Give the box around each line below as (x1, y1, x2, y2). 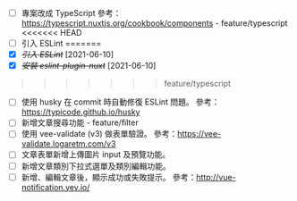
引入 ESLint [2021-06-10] (21, 49, 114, 60)
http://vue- (195, 172, 236, 182)
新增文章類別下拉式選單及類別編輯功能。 (21, 160, 171, 172)
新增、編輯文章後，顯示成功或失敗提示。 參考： (21, 172, 197, 182)
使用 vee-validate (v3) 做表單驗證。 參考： (21, 129, 178, 139)
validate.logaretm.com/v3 (21, 138, 116, 149)
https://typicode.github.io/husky (21, 106, 140, 118)
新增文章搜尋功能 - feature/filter (21, 117, 140, 128)
